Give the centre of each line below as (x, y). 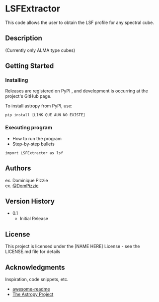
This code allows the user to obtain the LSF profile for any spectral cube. (79, 22)
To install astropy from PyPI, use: (39, 106)
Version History (30, 201)
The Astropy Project (33, 294)
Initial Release (34, 219)
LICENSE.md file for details (33, 252)
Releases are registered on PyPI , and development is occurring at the (77, 91)
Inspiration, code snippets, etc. (37, 279)
